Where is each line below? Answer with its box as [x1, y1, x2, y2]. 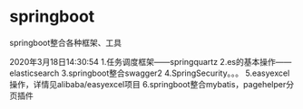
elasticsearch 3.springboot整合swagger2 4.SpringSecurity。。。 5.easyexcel [9, 68, 290, 78]
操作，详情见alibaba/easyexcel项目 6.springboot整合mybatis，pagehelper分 [9, 78, 295, 89]
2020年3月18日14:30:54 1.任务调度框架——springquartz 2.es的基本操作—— [9, 56, 292, 67]
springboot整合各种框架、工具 [9, 37, 122, 48]
